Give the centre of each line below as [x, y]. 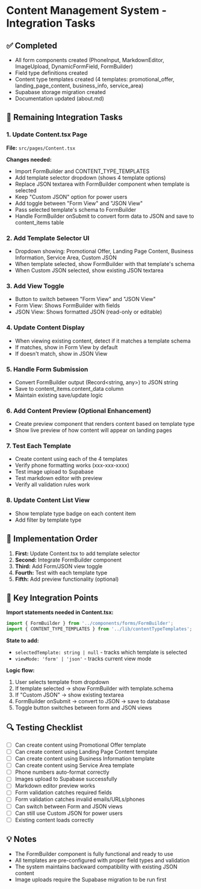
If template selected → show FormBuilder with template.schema [94, 689]
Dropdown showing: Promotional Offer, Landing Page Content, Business [104, 251]
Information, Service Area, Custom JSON [66, 258]
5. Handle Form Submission [47, 369]
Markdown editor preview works [55, 786]
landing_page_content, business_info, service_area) [79, 86]
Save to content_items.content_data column [69, 388]
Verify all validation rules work [52, 485]
